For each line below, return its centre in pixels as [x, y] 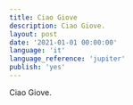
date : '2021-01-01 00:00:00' [63, 42]
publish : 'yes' [37, 68]
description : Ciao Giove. [57, 26]
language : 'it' [37, 51]
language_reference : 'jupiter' [67, 59]
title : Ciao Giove [43, 17]
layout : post [33, 34]
